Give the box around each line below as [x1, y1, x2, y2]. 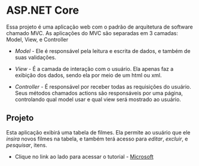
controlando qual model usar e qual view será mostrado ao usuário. [14, 96, 181, 103]
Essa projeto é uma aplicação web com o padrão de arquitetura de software [6, 23, 193, 30]
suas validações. [14, 54, 57, 61]
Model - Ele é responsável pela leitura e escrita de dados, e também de [14, 47, 191, 54]
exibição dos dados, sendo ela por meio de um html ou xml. [14, 71, 162, 79]
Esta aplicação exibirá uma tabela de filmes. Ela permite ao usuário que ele [6, 129, 191, 136]
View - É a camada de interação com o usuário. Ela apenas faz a [14, 65, 174, 72]
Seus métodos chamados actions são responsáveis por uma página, [14, 89, 183, 96]
